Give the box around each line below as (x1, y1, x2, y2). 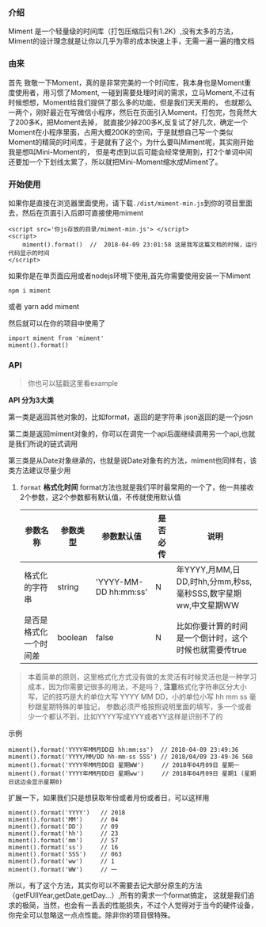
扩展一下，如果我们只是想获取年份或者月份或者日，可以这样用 (8, 793, 210, 803)
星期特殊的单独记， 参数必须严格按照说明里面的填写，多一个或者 (41, 702, 252, 711)
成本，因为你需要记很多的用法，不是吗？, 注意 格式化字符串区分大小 (27, 682, 247, 692)
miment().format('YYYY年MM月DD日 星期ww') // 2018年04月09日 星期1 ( (8, 770, 245, 778)
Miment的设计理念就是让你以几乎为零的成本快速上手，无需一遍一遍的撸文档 (8, 36, 255, 46)
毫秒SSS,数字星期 (176, 588, 241, 599)
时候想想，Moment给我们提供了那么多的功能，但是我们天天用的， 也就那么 (8, 97, 253, 107)
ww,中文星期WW (176, 600, 240, 611)
